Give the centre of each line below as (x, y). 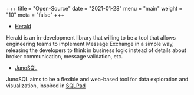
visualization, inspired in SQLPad (46, 86)
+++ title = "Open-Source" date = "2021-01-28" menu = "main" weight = (94, 9)
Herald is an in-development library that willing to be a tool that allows (91, 37)
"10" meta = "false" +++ (35, 15)
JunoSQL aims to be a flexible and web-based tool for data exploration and (97, 79)
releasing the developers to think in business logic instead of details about (96, 50)
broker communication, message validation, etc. (65, 56)
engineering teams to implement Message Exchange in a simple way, (90, 44)
